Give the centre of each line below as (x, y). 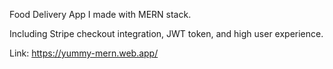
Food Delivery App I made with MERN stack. (100, 14)
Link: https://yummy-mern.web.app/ (84, 53)
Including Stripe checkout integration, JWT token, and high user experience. (166, 33)
